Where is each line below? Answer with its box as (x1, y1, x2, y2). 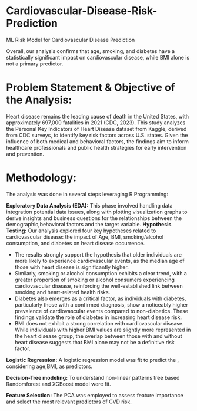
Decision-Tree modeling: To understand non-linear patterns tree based (6, 374, 180, 381)
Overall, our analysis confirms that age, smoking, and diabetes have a (6, 47, 175, 54)
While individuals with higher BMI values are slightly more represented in (14, 326, 191, 333)
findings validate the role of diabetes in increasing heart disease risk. (14, 314, 182, 321)
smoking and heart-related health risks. (14, 288, 111, 295)
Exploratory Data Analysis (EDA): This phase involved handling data (6, 202, 173, 209)
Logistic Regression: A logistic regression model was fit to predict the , (6, 356, 179, 363)
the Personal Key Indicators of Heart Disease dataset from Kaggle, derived (6, 125, 187, 132)
